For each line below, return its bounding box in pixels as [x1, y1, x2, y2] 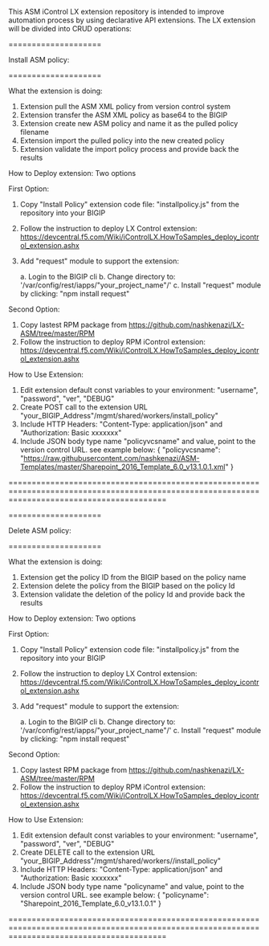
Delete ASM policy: [8, 526, 71, 535]
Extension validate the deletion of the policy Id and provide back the [19, 589, 246, 599]
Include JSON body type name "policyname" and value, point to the [19, 882, 245, 891]
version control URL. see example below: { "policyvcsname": [19, 445, 221, 455]
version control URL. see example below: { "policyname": [19, 891, 210, 899]
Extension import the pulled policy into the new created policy [19, 136, 225, 145]
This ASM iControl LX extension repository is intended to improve [8, 7, 225, 16]
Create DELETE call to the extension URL [19, 847, 155, 857]
